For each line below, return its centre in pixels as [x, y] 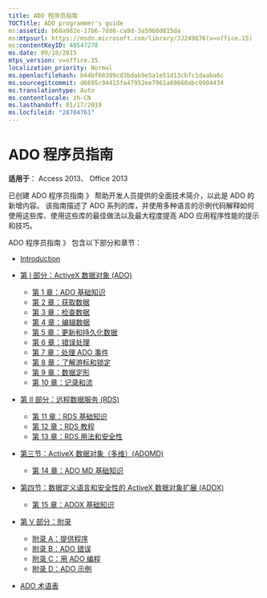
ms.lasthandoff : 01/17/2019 [55, 105]
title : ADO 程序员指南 [43, 16]
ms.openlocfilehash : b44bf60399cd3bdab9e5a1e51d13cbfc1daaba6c [116, 75]
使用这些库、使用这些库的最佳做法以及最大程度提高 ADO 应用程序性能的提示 [134, 215]
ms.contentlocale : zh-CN [50, 98]
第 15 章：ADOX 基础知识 [73, 504]
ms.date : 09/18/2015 [43, 53]
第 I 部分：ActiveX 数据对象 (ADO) [76, 275]
